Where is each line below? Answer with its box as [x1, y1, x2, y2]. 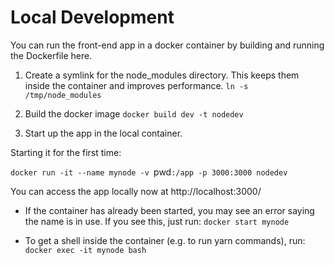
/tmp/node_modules [24, 90, 102, 100]
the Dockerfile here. [10, 49, 93, 61]
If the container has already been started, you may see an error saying [24, 204, 315, 216]
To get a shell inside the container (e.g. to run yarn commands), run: [24, 234, 306, 246]
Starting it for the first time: [10, 146, 122, 158]
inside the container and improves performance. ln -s [24, 79, 249, 91]
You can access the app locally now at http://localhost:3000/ [10, 185, 262, 197]
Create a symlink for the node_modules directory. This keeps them [24, 69, 300, 81]
